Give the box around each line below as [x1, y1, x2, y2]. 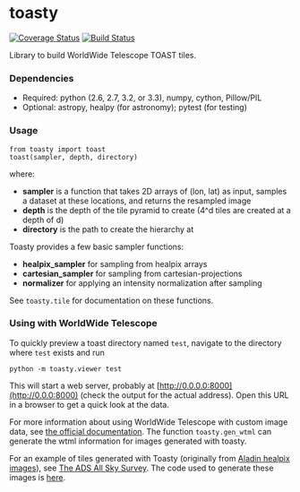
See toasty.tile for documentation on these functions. [9, 295, 214, 306]
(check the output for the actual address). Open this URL [80, 389, 289, 401]
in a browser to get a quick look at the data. [9, 399, 170, 410]
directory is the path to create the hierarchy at [21, 223, 194, 235]
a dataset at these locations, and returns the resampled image [21, 195, 252, 206]
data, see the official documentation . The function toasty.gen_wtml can [9, 426, 272, 436]
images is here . [9, 471, 65, 482]
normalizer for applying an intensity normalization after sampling [21, 277, 262, 289]
